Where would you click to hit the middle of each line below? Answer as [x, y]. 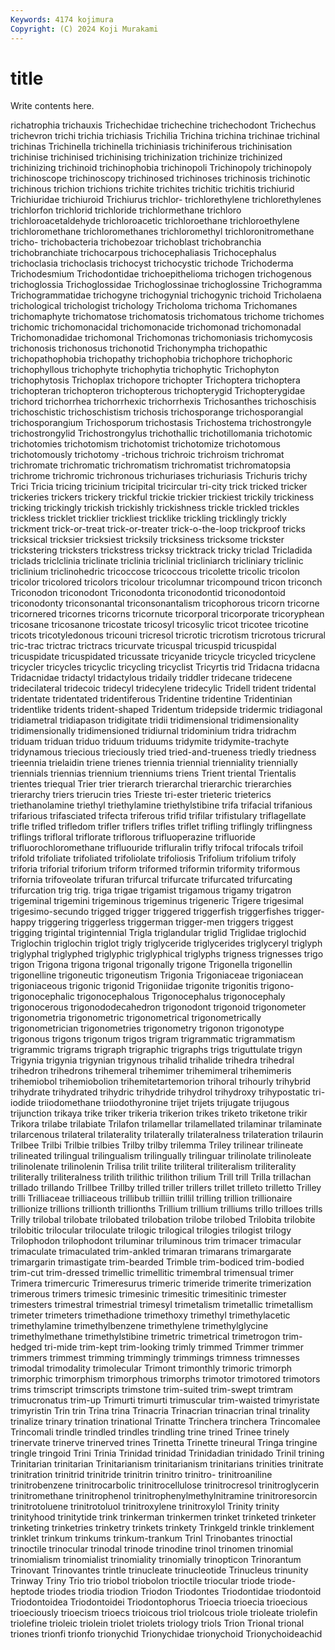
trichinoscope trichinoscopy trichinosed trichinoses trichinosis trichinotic [160, 178]
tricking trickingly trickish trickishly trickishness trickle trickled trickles [155, 508]
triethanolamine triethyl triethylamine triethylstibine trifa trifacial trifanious [161, 805]
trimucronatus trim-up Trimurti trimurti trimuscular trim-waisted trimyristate [165, 1400]
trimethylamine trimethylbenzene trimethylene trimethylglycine [139, 1326]
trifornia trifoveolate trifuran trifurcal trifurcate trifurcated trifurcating [151, 880]
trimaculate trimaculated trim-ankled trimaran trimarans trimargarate [151, 1252]
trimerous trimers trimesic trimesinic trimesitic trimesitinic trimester [148, 1294]
